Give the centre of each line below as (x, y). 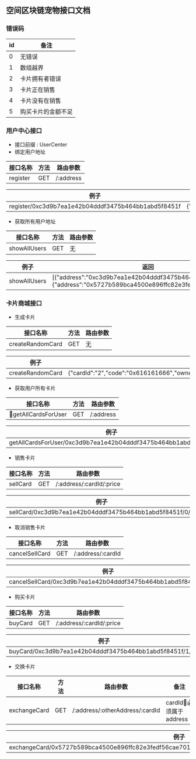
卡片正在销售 (38, 90)
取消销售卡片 (30, 527)
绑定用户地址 (30, 152)
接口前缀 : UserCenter (41, 144)
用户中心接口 (24, 131)
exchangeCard (29, 710)
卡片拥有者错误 (41, 79)
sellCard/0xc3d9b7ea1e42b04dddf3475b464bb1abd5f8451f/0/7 (101, 512)
